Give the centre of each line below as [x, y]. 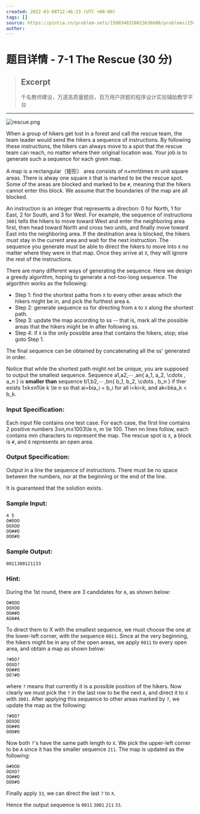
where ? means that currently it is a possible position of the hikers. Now [94, 686]
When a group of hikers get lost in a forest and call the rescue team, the [94, 134]
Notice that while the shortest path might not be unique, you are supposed [97, 369]
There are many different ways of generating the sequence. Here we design [99, 271]
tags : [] [17, 17]
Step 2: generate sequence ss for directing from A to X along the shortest [104, 308]
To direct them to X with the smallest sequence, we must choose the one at [99, 629]
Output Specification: [38, 457]
